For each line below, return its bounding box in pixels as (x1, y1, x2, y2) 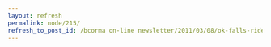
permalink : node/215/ (7, 19, 81, 27)
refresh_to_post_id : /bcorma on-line (7, 26, 135, 34)
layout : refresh (7, 11, 62, 20)
